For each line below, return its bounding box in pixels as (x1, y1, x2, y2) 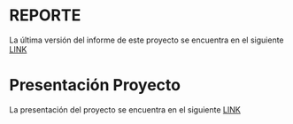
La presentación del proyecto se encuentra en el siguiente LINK (9, 104, 241, 115)
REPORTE (9, 5, 81, 26)
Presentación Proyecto (9, 75, 181, 96)
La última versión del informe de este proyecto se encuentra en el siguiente (9, 35, 285, 45)
